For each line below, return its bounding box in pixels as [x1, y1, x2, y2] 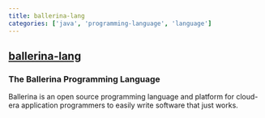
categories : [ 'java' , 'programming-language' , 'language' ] [8, 19, 212, 27]
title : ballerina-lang [8, 11, 85, 20]
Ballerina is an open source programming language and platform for [8, 92, 235, 102]
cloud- [236, 92, 259, 102]
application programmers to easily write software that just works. [21, 100, 239, 110]
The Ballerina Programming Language [8, 74, 160, 85]
